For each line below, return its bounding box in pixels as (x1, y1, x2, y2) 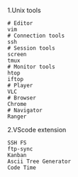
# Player (7, 82, 33, 89)
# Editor (7, 20, 33, 27)
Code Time (7, 164, 37, 171)
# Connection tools (7, 32, 65, 39)
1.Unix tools (7, 6, 41, 14)
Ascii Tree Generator (7, 158, 72, 165)
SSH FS (7, 139, 27, 146)
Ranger (7, 113, 27, 120)
